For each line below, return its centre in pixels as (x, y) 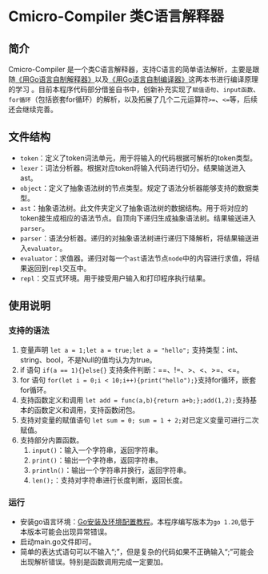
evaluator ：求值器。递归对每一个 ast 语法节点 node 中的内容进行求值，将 (136, 258)
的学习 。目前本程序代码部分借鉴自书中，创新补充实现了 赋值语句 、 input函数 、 (134, 89)
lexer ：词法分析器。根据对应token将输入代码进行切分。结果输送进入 (133, 168)
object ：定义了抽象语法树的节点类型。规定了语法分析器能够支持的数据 (136, 188)
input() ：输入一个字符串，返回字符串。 (97, 450)
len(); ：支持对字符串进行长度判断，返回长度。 (109, 480)
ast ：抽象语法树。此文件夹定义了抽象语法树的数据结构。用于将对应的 (134, 208)
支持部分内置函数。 (52, 440)
